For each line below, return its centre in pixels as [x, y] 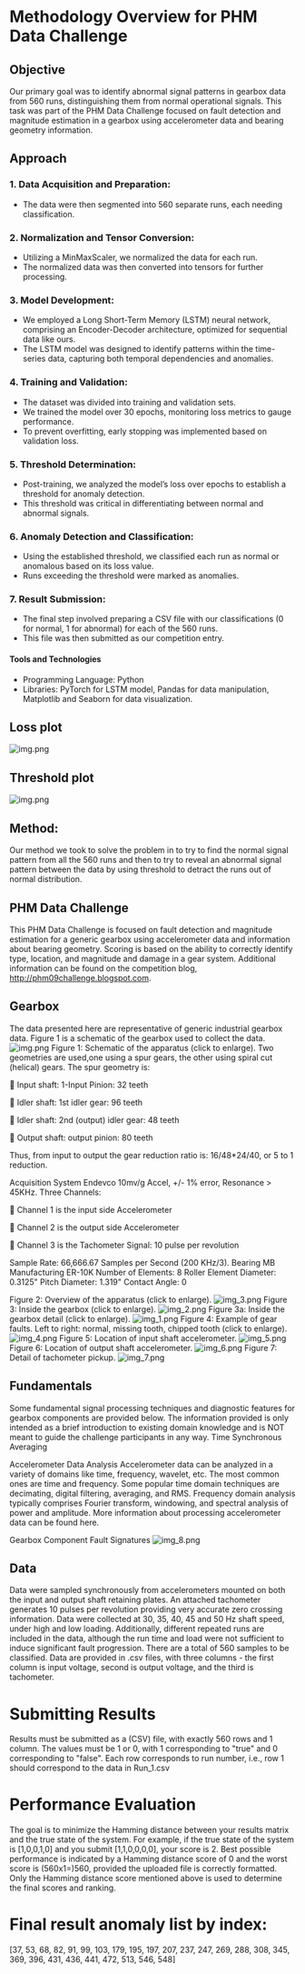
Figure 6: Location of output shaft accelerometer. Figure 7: [143, 1348]
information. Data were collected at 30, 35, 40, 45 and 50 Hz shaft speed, [147, 1619]
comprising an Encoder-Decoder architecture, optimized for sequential [155, 330]
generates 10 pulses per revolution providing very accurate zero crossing [146, 1609]
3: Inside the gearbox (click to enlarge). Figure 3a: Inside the [148, 1309]
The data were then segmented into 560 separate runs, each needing [152, 204]
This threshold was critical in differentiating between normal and [143, 503]
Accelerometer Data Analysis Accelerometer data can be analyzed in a [142, 1464]
